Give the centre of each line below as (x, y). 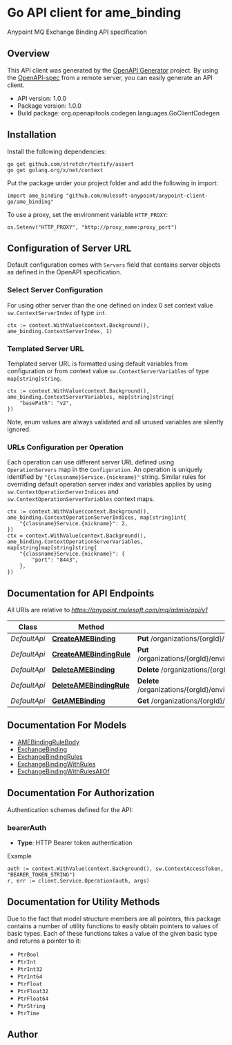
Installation (32, 135)
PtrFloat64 (33, 999)
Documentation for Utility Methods (84, 902)
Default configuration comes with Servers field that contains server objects (114, 265)
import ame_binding (35, 196)
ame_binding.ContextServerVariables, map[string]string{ (91, 397)
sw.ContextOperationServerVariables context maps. (81, 499)
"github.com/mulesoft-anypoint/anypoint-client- (137, 196)
